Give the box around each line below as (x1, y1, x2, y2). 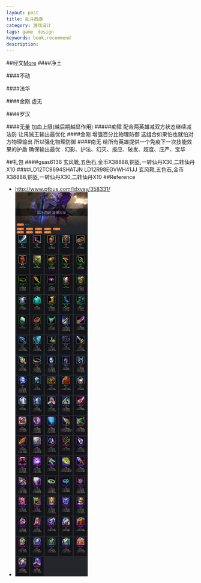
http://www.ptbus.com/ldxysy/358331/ (14, 186, 111, 192)
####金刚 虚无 (6, 98, 43, 104)
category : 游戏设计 (6, 22, 52, 28)
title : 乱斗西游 (6, 16, 43, 22)
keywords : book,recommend (6, 35, 71, 41)
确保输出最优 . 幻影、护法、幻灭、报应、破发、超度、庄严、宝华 (28, 146, 186, 153)
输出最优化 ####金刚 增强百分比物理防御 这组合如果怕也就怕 (38, 131, 189, 137)
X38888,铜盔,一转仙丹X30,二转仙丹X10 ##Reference (6, 174, 136, 180)
